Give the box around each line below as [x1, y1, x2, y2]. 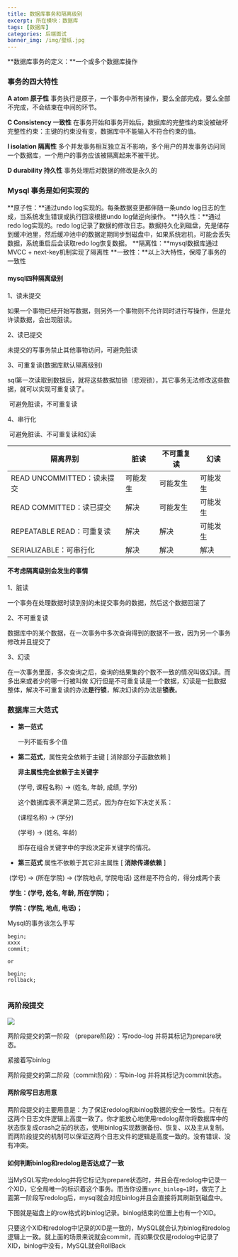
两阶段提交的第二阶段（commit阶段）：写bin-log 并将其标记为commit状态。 [7, 1071, 225, 1079]
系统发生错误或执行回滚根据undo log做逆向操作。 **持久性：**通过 [25, 212, 221, 220]
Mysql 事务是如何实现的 [7, 186, 89, 196]
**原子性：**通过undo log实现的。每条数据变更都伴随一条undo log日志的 [7, 203, 220, 212]
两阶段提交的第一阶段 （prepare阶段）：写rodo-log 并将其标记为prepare [7, 1032, 216, 1040]
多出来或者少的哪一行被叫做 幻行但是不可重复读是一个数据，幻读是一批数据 [7, 677, 227, 685]
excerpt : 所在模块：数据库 [7, 17, 79, 24]
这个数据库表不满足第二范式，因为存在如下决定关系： [17, 798, 174, 807]
